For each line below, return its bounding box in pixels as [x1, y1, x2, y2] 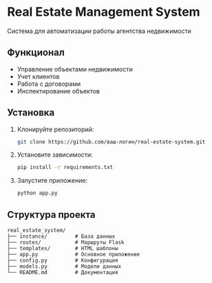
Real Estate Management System [7, 4, 201, 20]
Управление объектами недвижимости [17, 65, 133, 73]
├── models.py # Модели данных [7, 263, 122, 270]
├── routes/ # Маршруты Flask [7, 239, 125, 246]
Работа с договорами [17, 80, 81, 88]
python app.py [17, 190, 58, 196]
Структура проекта [7, 209, 96, 220]
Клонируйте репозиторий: [17, 125, 94, 133]
